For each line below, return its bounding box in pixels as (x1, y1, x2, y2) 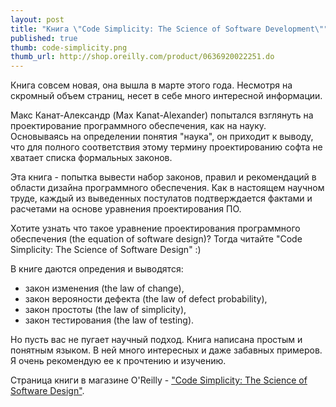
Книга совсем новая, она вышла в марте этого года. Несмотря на (10, 79, 293, 91)
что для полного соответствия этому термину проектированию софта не (10, 141, 323, 153)
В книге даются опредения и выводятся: (10, 263, 184, 275)
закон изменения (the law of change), (24, 282, 185, 295)
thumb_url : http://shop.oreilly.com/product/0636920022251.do (10, 52, 275, 62)
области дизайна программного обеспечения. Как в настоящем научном (10, 182, 325, 194)
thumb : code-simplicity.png (10, 42, 128, 53)
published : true (10, 33, 78, 43)
